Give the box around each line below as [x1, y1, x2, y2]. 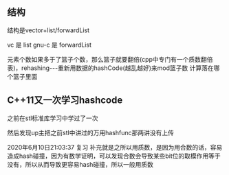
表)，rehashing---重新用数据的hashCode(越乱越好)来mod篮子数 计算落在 [7, 64, 215, 72]
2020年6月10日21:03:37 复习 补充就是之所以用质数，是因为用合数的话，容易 [7, 143, 223, 151]
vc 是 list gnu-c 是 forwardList [7, 40, 91, 49]
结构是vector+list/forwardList [7, 26, 90, 34]
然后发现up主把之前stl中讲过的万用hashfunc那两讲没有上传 [7, 128, 174, 137]
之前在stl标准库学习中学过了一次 [7, 114, 98, 122]
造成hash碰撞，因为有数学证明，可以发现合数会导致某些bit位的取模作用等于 [7, 152, 221, 160]
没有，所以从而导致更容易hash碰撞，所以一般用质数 [7, 160, 153, 168]
